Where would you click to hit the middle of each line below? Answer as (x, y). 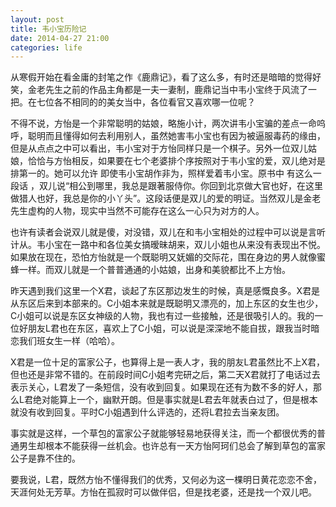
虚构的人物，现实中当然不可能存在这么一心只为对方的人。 (146, 211)
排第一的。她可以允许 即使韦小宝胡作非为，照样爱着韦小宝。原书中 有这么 (161, 173)
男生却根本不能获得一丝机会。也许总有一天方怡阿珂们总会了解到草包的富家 (172, 446)
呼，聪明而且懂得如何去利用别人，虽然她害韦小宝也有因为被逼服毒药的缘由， (168, 136)
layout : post (37, 19)
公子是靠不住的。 (45, 458)
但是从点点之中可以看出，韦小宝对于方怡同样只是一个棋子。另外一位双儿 (159, 148)
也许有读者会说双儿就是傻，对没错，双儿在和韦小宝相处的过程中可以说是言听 (168, 232)
